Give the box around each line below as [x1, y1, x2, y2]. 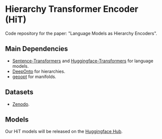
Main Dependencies [5, 45, 68, 53]
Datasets [5, 88, 34, 96]
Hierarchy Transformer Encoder [5, 3, 138, 15]
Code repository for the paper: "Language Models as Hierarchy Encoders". [5, 30, 157, 36]
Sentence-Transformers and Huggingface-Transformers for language [12, 58, 154, 64]
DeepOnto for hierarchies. [12, 68, 66, 74]
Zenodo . [12, 101, 30, 107]
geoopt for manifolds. [12, 73, 57, 80]
